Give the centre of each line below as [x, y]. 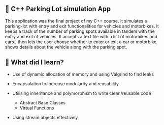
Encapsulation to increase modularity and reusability [66, 83]
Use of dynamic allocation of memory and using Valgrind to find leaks [83, 74]
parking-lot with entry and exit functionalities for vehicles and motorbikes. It [82, 26]
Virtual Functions [37, 108]
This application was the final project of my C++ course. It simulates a [76, 21]
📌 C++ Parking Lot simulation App [58, 9]
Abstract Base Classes [42, 102]
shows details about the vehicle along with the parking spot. [66, 47]
